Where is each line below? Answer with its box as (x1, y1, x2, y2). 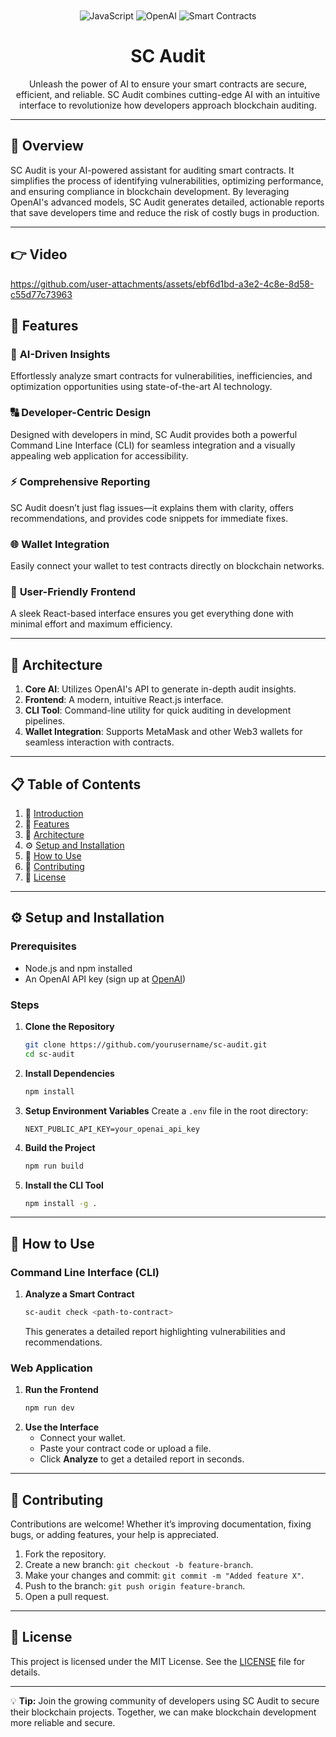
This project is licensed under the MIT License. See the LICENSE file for (10, 1655, 306, 1667)
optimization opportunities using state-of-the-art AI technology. (10, 381, 273, 393)
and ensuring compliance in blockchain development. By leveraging (10, 185, 290, 197)
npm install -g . (24, 1198, 98, 1208)
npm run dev (24, 1403, 75, 1413)
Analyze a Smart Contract (24, 1288, 135, 1300)
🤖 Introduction (24, 808, 84, 820)
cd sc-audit (24, 1049, 75, 1059)
